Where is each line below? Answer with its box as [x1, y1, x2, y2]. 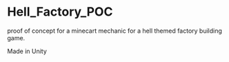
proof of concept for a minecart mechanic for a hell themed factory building [7, 27, 223, 35]
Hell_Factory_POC [7, 4, 113, 20]
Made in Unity [7, 47, 47, 55]
